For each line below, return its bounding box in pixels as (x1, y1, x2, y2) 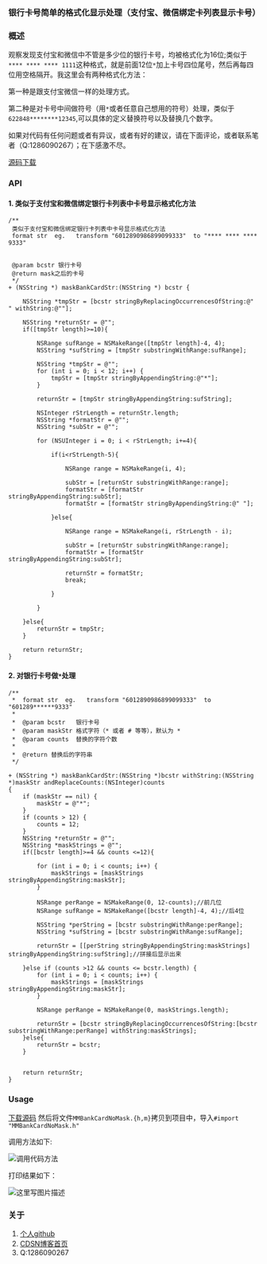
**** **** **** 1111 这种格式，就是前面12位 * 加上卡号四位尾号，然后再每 (8, 60, 247, 69)
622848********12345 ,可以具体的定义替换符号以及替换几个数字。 (8, 114, 218, 123)
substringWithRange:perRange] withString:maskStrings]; (8, 1027, 197, 1035)
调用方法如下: (8, 1137, 53, 1146)
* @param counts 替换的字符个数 (11, 735, 118, 743)
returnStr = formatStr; (64, 569, 145, 578)
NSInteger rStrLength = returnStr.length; (37, 409, 180, 417)
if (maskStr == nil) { (22, 792, 98, 801)
